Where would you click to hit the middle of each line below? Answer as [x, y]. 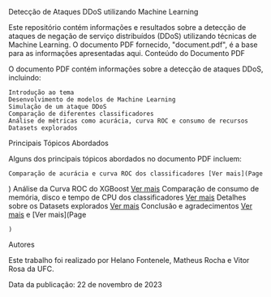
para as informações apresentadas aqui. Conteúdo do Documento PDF [127, 53]
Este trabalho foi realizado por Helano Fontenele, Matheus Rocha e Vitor [129, 260]
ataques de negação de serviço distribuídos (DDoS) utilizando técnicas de [133, 36]
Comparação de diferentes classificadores [81, 114]
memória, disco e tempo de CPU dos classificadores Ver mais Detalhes [127, 197]
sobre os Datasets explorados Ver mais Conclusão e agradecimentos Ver [131, 206]
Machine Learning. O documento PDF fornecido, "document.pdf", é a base [133, 45]
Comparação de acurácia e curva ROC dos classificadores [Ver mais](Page [136, 174]
